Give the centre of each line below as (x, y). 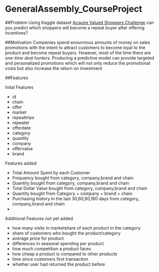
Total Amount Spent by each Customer (51, 172)
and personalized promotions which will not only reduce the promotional (78, 63)
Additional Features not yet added (39, 218)
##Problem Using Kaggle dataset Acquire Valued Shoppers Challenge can (79, 22)
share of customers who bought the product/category (66, 233)
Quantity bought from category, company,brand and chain (70, 183)
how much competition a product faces (51, 249)
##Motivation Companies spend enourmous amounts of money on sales (78, 42)
